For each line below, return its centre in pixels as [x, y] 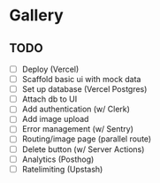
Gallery [36, 15]
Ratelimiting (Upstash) [62, 169]
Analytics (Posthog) [58, 159]
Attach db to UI [50, 99]
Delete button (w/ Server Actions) [83, 149]
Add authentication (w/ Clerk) [76, 109]
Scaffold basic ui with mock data [81, 80]
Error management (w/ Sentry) [78, 129]
